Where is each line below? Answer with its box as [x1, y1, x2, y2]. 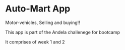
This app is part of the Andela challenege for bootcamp [5, 29, 120, 35]
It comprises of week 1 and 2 [5, 38, 65, 45]
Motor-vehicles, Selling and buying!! [5, 19, 81, 25]
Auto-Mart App [5, 3, 71, 14]
